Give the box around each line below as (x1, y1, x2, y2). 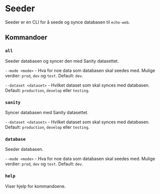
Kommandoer (5, 33, 47, 42)
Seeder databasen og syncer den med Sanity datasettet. (5, 58, 119, 64)
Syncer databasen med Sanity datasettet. (5, 109, 89, 115)
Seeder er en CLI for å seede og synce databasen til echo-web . (5, 19, 130, 25)
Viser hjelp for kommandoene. (5, 183, 66, 189)
